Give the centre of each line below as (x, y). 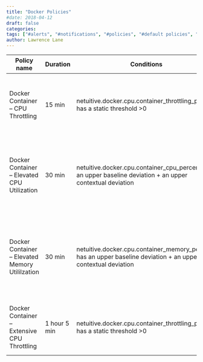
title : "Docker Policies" (39, 12)
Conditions (147, 64)
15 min (55, 105)
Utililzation (24, 272)
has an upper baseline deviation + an (129, 257)
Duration (58, 64)
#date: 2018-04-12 (29, 18)
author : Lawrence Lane (35, 40)
